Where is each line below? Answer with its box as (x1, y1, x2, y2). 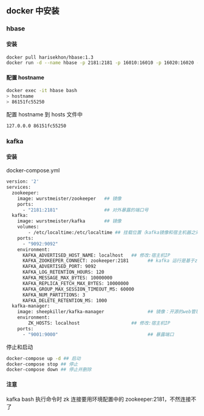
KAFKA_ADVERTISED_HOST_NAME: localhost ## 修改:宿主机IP (22, 252, 171, 258)
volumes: (17, 224, 39, 230)
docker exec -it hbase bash (6, 88, 78, 94)
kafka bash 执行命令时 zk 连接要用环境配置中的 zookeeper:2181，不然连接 (6, 395, 191, 403)
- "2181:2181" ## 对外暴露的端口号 (22, 206, 149, 213)
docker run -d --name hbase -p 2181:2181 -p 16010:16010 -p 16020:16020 (6, 60, 194, 66)
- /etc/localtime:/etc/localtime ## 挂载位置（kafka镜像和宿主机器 (28, 230, 191, 236)
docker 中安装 (6, 5, 59, 16)
